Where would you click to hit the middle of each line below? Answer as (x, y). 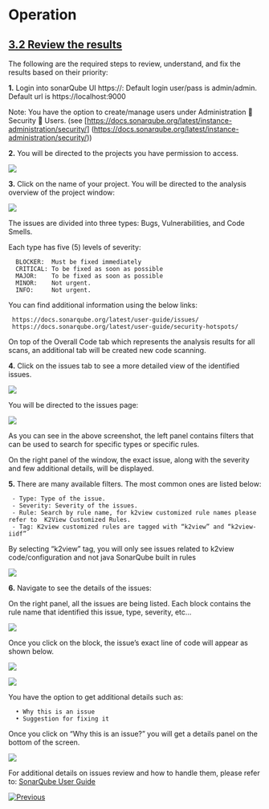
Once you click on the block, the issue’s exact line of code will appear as (128, 643)
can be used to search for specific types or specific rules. (104, 444)
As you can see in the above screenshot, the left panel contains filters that (131, 435)
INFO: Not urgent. (53, 290)
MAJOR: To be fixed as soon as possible (89, 276)
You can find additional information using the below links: (103, 305)
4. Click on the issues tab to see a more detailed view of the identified (124, 366)
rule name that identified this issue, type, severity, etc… (100, 612)
